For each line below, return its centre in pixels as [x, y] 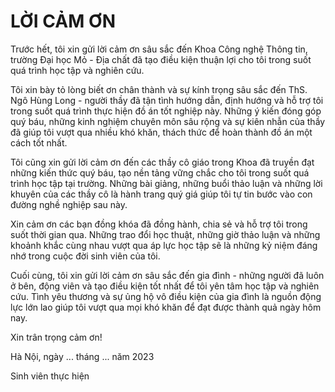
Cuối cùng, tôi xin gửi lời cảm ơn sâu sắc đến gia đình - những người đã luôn [167, 275]
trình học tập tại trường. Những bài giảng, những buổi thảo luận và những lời [166, 183]
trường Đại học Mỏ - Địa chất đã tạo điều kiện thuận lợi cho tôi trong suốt [161, 59]
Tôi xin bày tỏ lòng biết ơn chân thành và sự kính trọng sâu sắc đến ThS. [159, 89]
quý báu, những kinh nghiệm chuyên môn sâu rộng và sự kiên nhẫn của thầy [168, 121]
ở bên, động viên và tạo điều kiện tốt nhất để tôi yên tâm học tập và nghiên [165, 286]
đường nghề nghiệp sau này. [69, 204]
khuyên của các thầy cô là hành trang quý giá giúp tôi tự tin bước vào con [161, 194]
